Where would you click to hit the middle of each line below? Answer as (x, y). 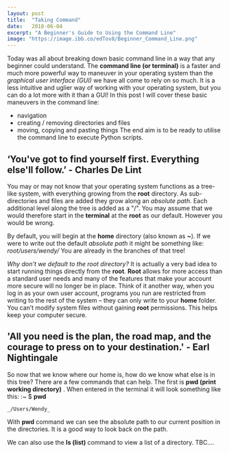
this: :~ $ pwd (27, 396)
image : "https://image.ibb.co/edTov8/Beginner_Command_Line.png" (102, 39)
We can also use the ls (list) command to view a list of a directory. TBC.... (111, 442)
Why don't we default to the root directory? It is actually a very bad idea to (112, 264)
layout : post (26, 13)
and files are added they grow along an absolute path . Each (123, 200)
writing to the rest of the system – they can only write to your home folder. (112, 300)
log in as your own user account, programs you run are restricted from (107, 293)
